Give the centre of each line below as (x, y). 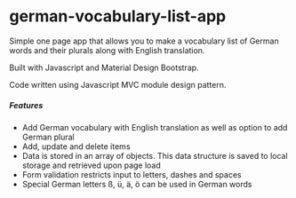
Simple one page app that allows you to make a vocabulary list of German (144, 41)
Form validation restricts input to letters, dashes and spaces (132, 174)
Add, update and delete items (76, 146)
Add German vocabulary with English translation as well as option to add (155, 127)
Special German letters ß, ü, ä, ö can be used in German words (137, 184)
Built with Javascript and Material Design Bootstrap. (104, 67)
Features (26, 105)
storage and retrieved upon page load (92, 165)
